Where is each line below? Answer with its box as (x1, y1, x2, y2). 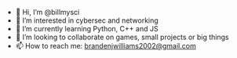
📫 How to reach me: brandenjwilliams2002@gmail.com (15, 42, 196, 50)
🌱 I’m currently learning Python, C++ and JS (15, 24, 159, 33)
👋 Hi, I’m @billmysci (15, 8, 80, 16)
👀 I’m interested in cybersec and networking (15, 16, 159, 25)
